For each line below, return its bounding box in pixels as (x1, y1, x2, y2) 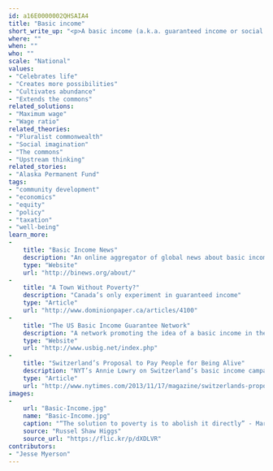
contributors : (8, 442, 57, 451)
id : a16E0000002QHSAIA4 (8, 11, 89, 20)
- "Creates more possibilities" (8, 80, 118, 88)
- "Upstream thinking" (8, 155, 85, 163)
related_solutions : (8, 102, 75, 110)
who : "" (8, 50, 35, 58)
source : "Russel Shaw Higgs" (23, 427, 122, 435)
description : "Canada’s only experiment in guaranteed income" (23, 292, 242, 300)
